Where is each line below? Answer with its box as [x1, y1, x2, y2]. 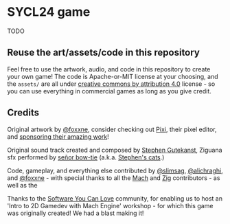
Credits [7, 107, 40, 119]
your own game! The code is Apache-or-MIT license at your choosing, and [7, 72, 218, 80]
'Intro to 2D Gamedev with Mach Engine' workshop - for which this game [7, 201, 214, 210]
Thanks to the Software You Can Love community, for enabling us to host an [7, 194, 223, 203]
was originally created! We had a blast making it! [7, 209, 144, 217]
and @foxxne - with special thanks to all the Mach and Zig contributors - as [7, 173, 220, 182]
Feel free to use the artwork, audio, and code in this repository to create [7, 65, 211, 73]
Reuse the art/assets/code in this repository [7, 47, 200, 58]
